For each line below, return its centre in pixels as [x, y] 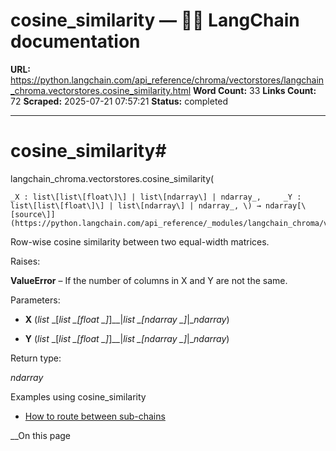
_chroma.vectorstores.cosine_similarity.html [101, 90]
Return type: [36, 358]
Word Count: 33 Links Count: [255, 90]
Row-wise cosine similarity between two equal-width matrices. [140, 241]
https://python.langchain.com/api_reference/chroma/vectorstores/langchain [167, 80]
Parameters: [35, 300]
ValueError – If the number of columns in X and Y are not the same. [149, 280]
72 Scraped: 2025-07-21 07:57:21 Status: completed [119, 101]
